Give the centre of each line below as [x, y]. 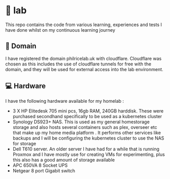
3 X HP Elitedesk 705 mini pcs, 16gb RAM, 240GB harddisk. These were [88, 111]
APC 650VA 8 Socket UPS [40, 165]
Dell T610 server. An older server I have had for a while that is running [86, 149]
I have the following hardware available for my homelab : [65, 101]
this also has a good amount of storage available [64, 160]
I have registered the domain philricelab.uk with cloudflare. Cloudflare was [83, 58]
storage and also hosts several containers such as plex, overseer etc [85, 127]
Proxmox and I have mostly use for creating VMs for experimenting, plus [89, 154]
